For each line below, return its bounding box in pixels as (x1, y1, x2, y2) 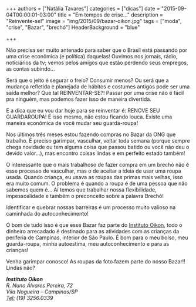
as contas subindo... (6, 65, 55, 72)
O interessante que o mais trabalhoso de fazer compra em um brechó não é (6, 161, 190, 168)
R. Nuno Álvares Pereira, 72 (6, 282, 73, 289)
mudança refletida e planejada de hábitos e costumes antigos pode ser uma (6, 83, 190, 90)
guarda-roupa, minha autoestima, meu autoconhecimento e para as (6, 240, 170, 247)
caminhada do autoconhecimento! (6, 210, 89, 217)
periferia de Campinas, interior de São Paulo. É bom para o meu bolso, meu (6, 234, 188, 241)
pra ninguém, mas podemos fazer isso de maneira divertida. (6, 95, 151, 103)
